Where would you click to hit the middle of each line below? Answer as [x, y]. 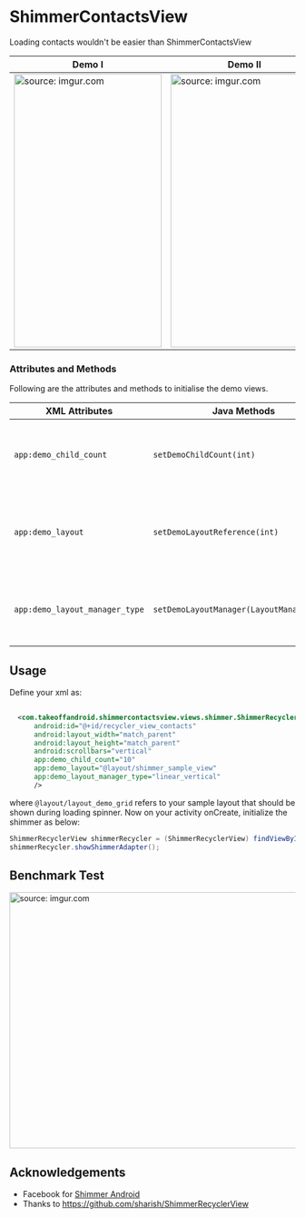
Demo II [244, 64]
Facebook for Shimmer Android [81, 1194]
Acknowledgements [68, 1172]
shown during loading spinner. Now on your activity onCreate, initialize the [148, 812]
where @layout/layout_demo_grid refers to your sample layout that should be [152, 802]
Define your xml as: [46, 693]
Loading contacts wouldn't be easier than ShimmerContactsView [131, 42]
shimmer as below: [44, 822]
